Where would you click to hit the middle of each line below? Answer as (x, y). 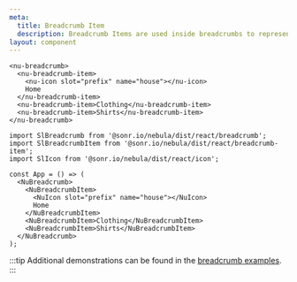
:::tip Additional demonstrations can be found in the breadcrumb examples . (145, 261)
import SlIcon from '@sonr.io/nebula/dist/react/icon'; (114, 159)
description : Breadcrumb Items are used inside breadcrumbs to (136, 34)
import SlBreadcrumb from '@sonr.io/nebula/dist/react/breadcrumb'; (138, 136)
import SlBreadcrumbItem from (65, 144)
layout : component (43, 42)
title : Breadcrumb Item (61, 26)
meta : (19, 17)
